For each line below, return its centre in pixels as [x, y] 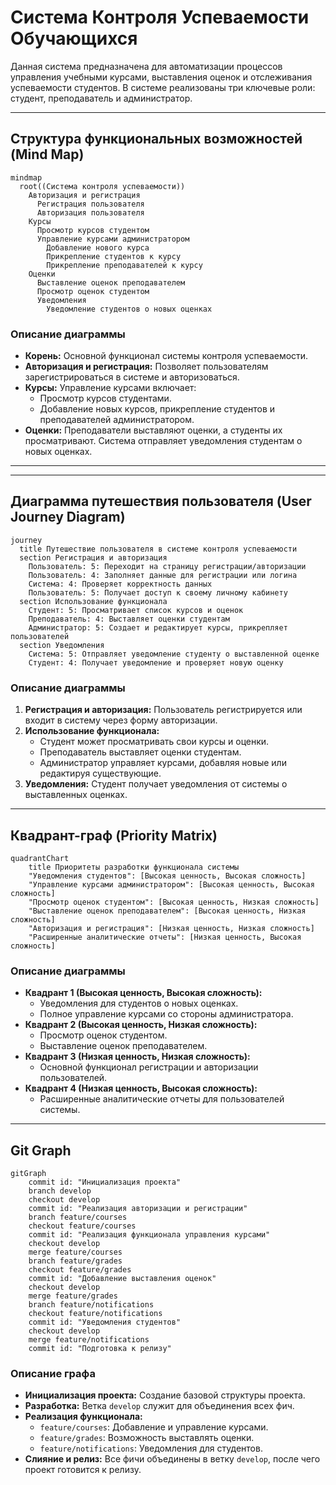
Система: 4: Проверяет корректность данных [120, 584]
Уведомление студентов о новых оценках [129, 309]
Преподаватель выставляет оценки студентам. [140, 752]
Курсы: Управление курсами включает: [110, 388]
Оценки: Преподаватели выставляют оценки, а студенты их [153, 430]
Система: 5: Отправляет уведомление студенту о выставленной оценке [174, 654]
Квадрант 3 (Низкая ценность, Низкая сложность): [137, 1057]
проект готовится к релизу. [83, 1470]
